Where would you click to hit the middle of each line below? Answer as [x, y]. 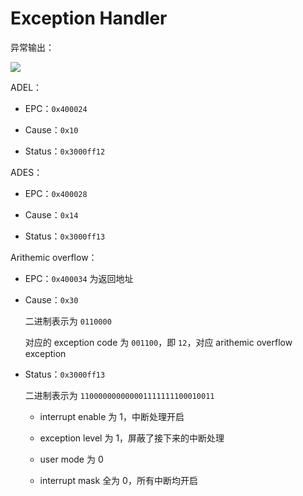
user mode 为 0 [71, 459]
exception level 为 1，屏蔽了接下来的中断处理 [132, 438]
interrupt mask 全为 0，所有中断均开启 [118, 480]
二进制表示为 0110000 [68, 321]
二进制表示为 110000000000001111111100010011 [119, 395]
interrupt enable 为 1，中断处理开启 [112, 416]
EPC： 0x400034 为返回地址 [79, 278]
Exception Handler [89, 18]
